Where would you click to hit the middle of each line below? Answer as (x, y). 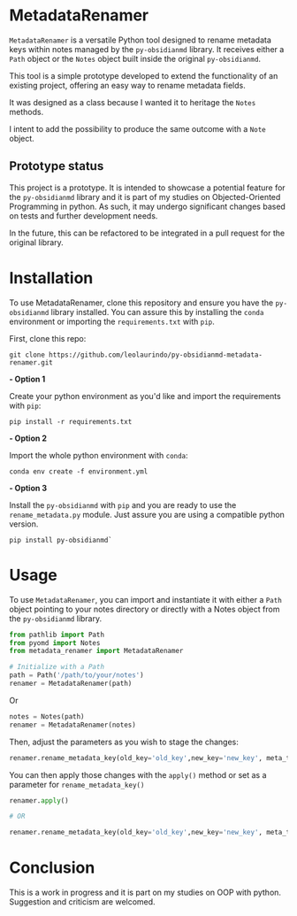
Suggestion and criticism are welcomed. (83, 902)
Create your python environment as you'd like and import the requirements (145, 396)
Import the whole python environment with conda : (99, 455)
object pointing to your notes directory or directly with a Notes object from (145, 609)
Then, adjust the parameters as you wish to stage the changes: (124, 742)
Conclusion (52, 868)
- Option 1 (27, 379)
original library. (36, 242)
